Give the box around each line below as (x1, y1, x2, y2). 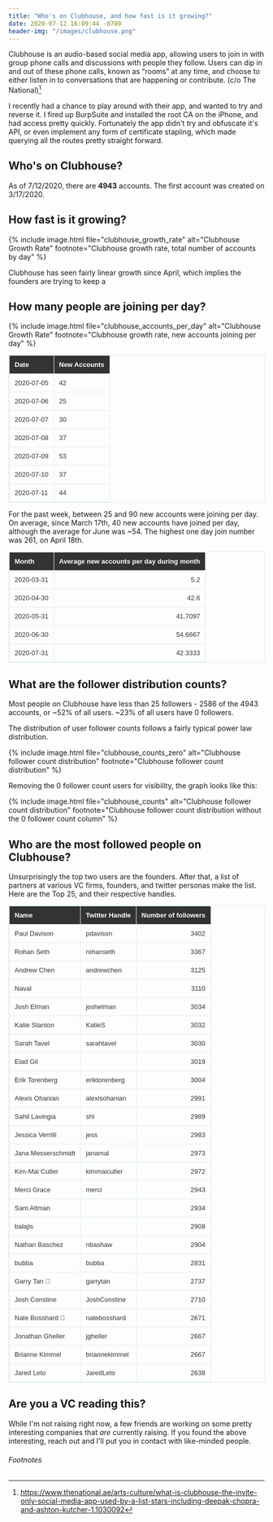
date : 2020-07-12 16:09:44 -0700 (8, 20, 122, 28)
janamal (85, 1149, 110, 1158)
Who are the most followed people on (8, 837, 201, 851)
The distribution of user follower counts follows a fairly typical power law (8, 723, 253, 733)
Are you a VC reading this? (8, 1397, 146, 1411)
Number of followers (141, 911, 206, 920)
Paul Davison (15, 929, 54, 938)
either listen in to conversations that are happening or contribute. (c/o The (8, 75, 256, 85)
